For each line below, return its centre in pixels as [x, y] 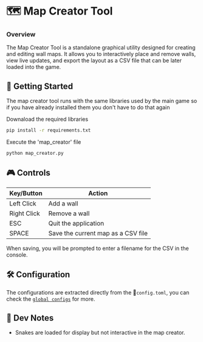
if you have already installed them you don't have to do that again [88, 107]
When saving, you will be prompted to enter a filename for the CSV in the [98, 248]
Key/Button [26, 193]
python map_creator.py [35, 153]
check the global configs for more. [51, 299]
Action [98, 193]
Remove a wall [69, 213]
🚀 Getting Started [40, 86]
